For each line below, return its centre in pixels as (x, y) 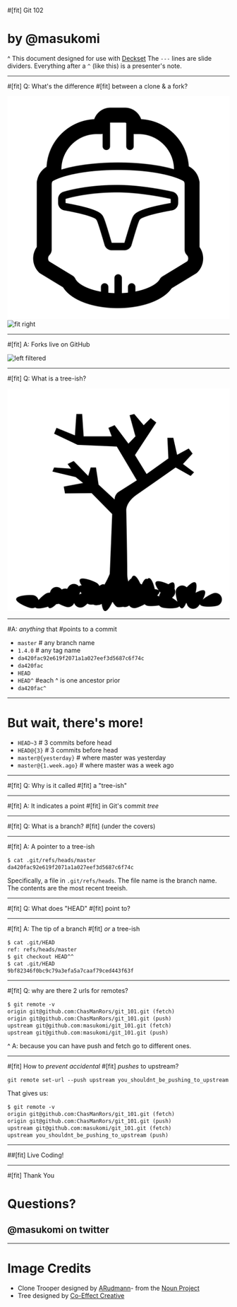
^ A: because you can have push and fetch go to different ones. (99, 1045)
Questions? (42, 1204)
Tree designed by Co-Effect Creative (71, 1295)
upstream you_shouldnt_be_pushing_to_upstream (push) (88, 1135)
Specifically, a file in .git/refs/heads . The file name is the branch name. (112, 881)
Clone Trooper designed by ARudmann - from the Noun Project (108, 1288)
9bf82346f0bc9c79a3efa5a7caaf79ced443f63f (71, 971)
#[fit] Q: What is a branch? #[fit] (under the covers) (81, 826)
